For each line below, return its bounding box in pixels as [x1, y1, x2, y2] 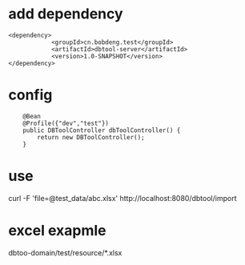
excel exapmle [8, 222, 106, 239]
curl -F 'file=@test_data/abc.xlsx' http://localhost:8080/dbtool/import [8, 193, 237, 203]
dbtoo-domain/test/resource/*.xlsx [8, 247, 122, 257]
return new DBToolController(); [37, 133, 146, 141]
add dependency [8, 5, 123, 23]
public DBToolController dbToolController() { [22, 126, 181, 135]
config [8, 86, 53, 104]
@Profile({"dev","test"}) [22, 119, 110, 127]
